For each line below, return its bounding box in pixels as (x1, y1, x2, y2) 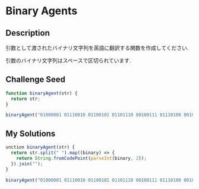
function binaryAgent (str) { (5, 90, 78, 96)
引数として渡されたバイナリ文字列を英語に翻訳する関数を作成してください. (5, 45, 189, 51)
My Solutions (5, 128, 56, 138)
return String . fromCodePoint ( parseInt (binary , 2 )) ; (16, 155, 147, 161)
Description (5, 28, 50, 38)
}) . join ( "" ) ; (11, 160, 43, 167)
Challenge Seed (5, 74, 66, 84)
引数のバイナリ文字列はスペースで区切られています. (5, 57, 131, 64)
